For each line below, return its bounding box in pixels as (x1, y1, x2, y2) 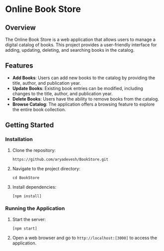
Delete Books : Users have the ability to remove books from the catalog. (12, 96, 159, 102)
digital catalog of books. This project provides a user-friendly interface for (5, 42, 157, 48)
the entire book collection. (12, 106, 66, 113)
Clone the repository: (12, 147, 56, 153)
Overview (5, 23, 36, 32)
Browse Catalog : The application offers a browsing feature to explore (12, 101, 155, 107)
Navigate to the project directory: (12, 165, 81, 171)
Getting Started (5, 121, 54, 129)
